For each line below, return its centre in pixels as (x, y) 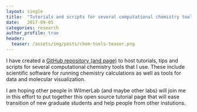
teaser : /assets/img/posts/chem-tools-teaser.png (73, 44)
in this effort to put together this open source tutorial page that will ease (93, 96)
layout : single (25, 11)
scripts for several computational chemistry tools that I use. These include (96, 66)
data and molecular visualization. (46, 79)
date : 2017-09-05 (30, 22)
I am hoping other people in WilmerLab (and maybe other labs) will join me (96, 90)
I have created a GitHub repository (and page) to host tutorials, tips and (92, 60)
